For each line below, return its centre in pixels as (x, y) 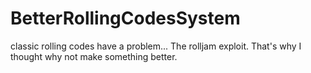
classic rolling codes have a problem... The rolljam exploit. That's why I (156, 46)
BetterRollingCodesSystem (125, 18)
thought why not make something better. (94, 56)
